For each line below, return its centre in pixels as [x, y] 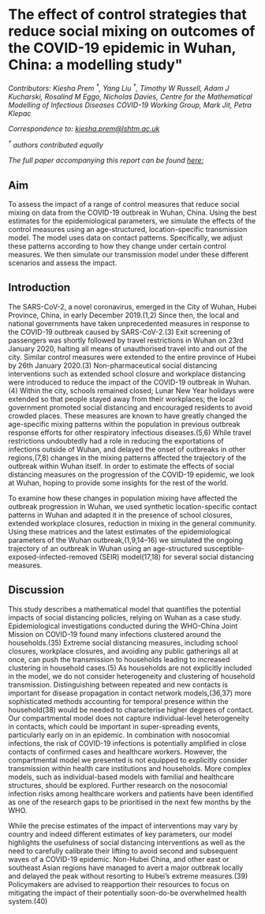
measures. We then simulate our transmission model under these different [129, 255]
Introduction [39, 288]
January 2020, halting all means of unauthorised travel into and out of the [128, 348]
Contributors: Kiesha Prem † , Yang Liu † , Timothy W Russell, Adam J [119, 87]
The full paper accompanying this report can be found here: [106, 160]
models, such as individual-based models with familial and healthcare [121, 777]
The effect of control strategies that [127, 15]
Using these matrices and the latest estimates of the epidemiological [119, 531]
